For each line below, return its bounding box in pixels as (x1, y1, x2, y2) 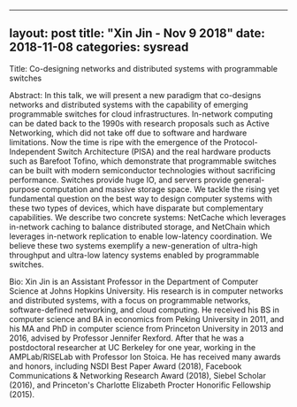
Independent (9, 146, 56, 157)
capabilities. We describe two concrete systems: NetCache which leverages (9, 211, 286, 222)
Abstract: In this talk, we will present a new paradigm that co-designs (9, 89, 262, 100)
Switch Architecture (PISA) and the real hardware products (57, 146, 271, 157)
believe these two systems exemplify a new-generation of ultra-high (9, 240, 258, 250)
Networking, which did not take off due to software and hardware (9, 127, 247, 138)
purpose (9, 183, 40, 195)
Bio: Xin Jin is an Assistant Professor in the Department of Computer (9, 276, 259, 287)
